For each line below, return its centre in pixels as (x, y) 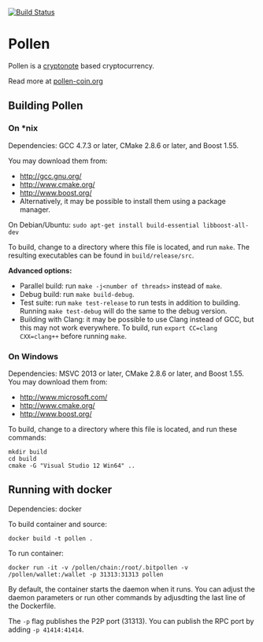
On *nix (23, 128)
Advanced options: (40, 270)
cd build (22, 458)
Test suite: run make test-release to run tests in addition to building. (130, 302)
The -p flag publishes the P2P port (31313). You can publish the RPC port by (131, 621)
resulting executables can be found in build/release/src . (101, 255)
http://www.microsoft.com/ (63, 397)
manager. (35, 210)
